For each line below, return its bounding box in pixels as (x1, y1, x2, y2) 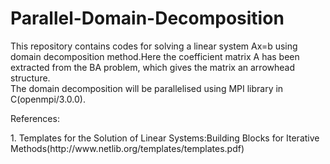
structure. (10, 72, 51, 84)
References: (10, 112, 60, 124)
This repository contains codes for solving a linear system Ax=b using (10, 40, 298, 52)
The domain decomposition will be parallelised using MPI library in (10, 82, 284, 94)
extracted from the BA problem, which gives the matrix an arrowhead (10, 61, 295, 73)
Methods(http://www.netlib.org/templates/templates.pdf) (10, 142, 245, 154)
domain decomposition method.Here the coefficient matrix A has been (10, 50, 300, 62)
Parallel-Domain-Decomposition (10, 7, 285, 30)
